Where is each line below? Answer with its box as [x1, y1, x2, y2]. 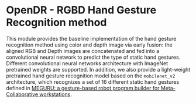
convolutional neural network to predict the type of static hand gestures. [6, 54, 181, 61]
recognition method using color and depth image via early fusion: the [6, 41, 173, 48]
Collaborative [6, 91, 39, 98]
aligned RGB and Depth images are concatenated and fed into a [6, 47, 160, 54]
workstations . [39, 91, 72, 98]
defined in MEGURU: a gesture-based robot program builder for [6, 84, 160, 91]
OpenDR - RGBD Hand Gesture [6, 3, 157, 17]
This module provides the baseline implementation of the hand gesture [6, 35, 177, 42]
